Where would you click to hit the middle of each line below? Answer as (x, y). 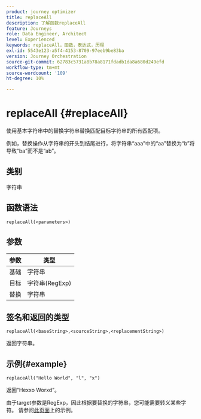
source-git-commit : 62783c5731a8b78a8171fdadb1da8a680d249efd (85, 62)
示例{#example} (37, 364)
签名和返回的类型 (38, 317)
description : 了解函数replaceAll (46, 23)
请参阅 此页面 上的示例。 (47, 410)
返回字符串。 (22, 343)
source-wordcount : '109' (37, 73)
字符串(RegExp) (49, 283)
